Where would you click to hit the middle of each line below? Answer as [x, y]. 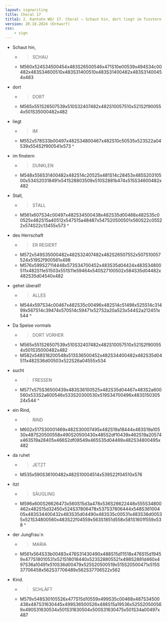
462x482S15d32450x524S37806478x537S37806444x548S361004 [90, 509]
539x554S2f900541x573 [45, 146]
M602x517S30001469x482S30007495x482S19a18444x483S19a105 [90, 429]
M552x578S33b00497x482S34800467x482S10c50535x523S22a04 [90, 141]
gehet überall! [27, 285]
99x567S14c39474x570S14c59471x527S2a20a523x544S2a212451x [90, 310]
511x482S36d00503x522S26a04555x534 [63, 361]
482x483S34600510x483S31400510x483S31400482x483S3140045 [91, 72]
